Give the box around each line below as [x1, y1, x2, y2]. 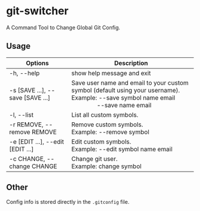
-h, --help [9, 69, 40, 77]
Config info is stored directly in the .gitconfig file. [6, 198, 130, 205]
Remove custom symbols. [71, 120, 143, 129]
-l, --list [9, 110, 34, 119]
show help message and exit [71, 69, 151, 77]
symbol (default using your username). [71, 86, 180, 94]
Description [114, 58, 148, 67]
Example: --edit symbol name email [71, 145, 173, 153]
